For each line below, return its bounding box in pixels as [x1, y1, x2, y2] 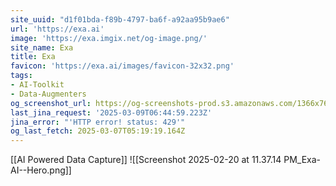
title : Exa [10, 52, 56, 62]
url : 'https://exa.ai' [10, 24, 105, 34]
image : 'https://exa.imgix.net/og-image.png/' [10, 33, 208, 43]
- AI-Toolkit [10, 80, 65, 90]
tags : [10, 71, 33, 81]
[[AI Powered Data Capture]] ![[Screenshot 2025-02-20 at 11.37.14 [10, 154, 282, 166]
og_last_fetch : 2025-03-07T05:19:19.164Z [10, 126, 186, 136]
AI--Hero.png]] [10, 164, 72, 176]
